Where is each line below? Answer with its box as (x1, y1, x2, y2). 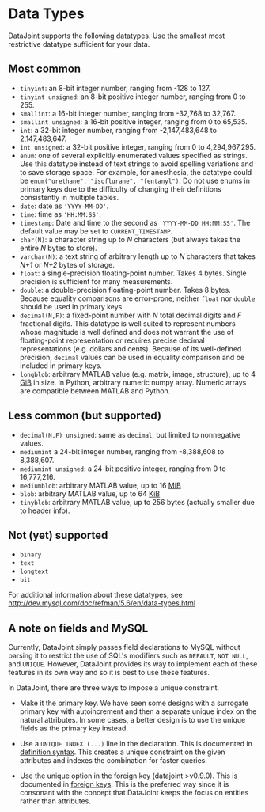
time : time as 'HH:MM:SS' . (19, 209, 101, 218)
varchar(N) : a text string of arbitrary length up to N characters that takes (19, 251, 256, 261)
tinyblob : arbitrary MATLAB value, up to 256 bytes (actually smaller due (19, 497, 256, 507)
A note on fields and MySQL (8, 621, 149, 635)
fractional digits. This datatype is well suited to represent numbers (19, 318, 236, 328)
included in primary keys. (19, 361, 103, 370)
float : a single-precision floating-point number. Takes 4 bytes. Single (19, 268, 247, 278)
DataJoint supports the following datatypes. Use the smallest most (8, 31, 225, 40)
